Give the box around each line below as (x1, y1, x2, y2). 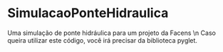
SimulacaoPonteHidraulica (7, 5, 169, 21)
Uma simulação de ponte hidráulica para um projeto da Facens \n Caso (7, 28, 216, 37)
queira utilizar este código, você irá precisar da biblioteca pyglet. (7, 36, 198, 44)
